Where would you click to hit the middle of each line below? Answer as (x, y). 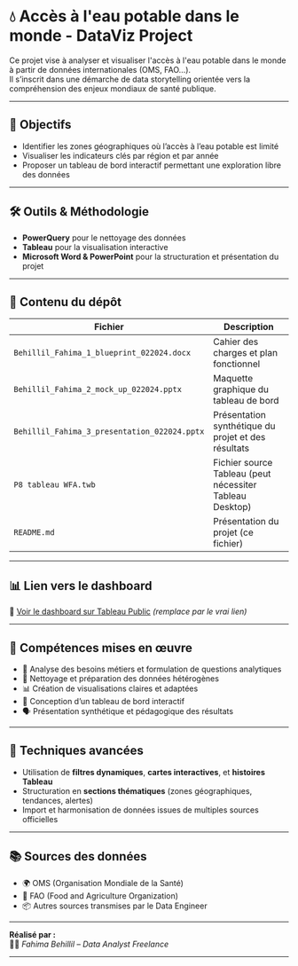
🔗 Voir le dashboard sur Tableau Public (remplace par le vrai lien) (128, 612)
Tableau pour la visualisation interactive (95, 247)
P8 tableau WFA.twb (55, 485)
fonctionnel (236, 364)
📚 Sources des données (78, 856)
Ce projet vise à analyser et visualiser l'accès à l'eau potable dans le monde (148, 60)
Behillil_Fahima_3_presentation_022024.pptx (109, 432)
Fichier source (243, 463)
